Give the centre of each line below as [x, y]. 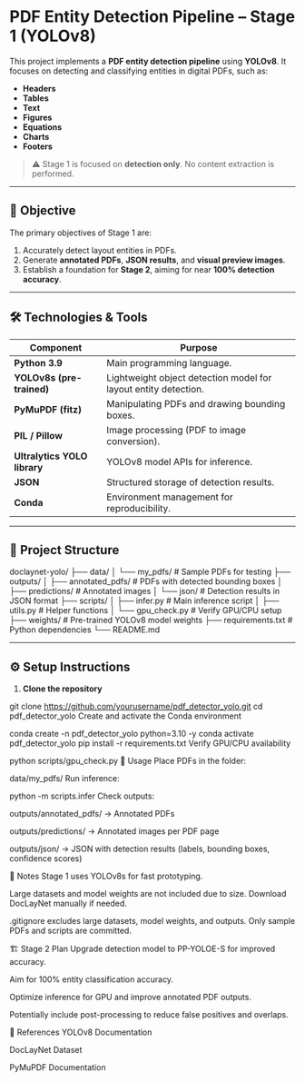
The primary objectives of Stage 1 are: [81, 233]
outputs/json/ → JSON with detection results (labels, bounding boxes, [140, 849]
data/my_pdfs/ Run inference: [64, 779]
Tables [36, 98]
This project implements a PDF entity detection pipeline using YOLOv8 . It [148, 61]
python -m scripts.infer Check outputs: [82, 796]
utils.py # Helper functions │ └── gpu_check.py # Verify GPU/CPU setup [146, 610]
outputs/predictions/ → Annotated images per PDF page [114, 831]
